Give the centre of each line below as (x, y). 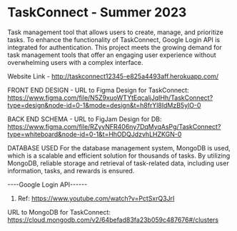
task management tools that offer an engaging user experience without (112, 55)
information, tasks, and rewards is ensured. (71, 170)
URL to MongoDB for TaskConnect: (59, 212)
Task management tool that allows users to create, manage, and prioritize (115, 32)
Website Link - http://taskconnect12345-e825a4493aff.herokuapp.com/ (113, 76)
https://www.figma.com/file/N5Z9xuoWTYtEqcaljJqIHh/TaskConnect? (110, 98)
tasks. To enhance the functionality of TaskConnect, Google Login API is (114, 39)
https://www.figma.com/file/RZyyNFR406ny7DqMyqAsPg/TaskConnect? (114, 126)
